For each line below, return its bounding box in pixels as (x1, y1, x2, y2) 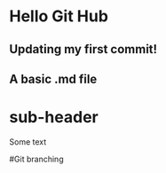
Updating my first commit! (9, 42, 158, 57)
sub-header (9, 107, 99, 128)
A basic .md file (9, 71, 98, 86)
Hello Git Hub (9, 6, 109, 27)
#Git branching (9, 153, 64, 164)
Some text (9, 136, 47, 147)
